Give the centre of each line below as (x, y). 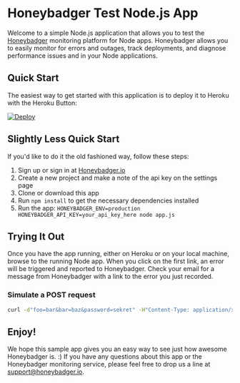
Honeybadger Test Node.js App (103, 13)
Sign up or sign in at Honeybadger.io (71, 170)
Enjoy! (22, 332)
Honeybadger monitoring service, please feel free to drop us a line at (109, 364)
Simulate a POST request (52, 295)
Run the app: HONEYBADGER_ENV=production (79, 208)
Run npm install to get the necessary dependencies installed (108, 200)
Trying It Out (36, 236)
